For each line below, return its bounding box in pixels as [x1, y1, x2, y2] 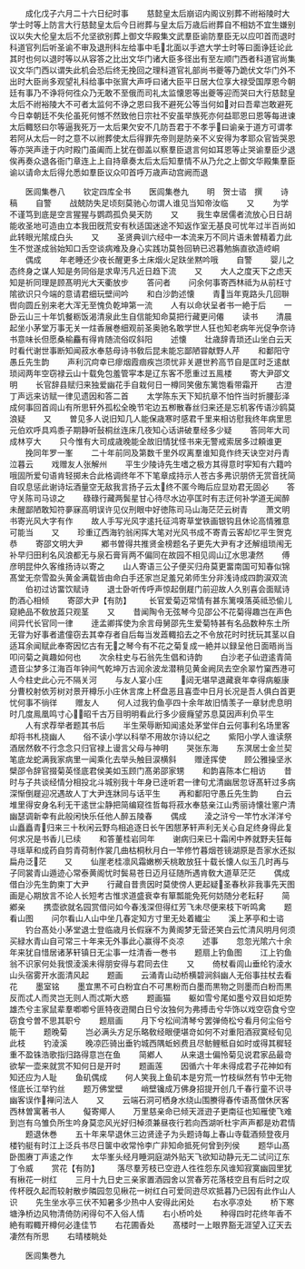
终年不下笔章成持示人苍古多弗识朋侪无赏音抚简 [120, 471, 296, 481]
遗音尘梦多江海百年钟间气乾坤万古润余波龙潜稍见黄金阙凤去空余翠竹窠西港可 [9, 663, 296, 674]
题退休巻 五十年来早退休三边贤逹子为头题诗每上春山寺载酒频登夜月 [25, 1129, 290, 1139]
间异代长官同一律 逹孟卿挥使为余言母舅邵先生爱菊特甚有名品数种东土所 [9, 618, 290, 629]
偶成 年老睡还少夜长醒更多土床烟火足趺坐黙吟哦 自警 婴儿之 [25, 254, 295, 265]
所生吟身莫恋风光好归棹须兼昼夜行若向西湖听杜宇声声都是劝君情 [56, 1117, 296, 1128]
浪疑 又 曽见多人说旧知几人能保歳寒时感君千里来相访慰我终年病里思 [9, 413, 292, 424]
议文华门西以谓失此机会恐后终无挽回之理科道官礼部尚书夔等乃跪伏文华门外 [9, 64, 288, 75]
